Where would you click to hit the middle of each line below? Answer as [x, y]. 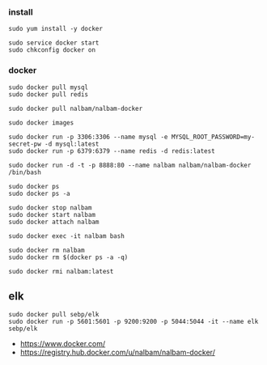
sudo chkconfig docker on [52, 50]
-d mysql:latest [72, 144]
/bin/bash [25, 172]
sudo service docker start [54, 43]
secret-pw [25, 144]
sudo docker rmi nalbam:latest [61, 271]
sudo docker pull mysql [49, 87]
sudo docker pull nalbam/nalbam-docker [76, 108]
